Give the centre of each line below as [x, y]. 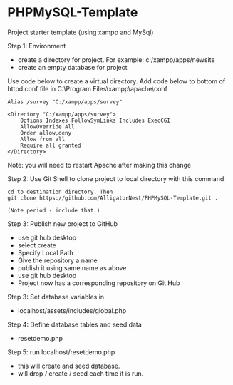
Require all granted [51, 145]
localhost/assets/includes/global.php [72, 310]
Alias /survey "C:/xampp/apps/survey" [65, 102]
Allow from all [43, 139]
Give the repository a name [57, 260]
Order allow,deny [46, 133]
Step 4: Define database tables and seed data [75, 324]
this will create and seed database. [69, 366]
